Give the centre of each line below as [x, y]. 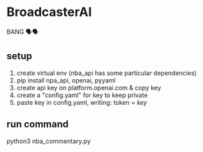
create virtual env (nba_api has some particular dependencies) [106, 73]
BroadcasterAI [49, 12]
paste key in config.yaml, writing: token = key [82, 102]
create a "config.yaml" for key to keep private [82, 95]
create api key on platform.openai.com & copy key [89, 87]
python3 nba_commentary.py [49, 141]
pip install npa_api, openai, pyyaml [66, 80]
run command [38, 125]
